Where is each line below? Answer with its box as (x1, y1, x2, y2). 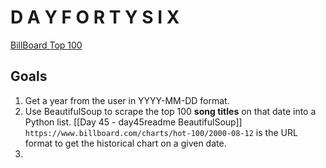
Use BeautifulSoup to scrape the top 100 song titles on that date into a (24, 105, 317, 117)
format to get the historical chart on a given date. (24, 137, 227, 149)
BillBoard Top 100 (10, 39, 83, 51)
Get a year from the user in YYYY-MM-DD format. (24, 94, 230, 106)
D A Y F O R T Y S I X (10, 6, 180, 29)
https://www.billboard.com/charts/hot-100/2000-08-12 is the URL (24, 126, 298, 138)
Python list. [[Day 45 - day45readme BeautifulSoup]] (24, 116, 243, 128)
